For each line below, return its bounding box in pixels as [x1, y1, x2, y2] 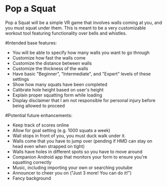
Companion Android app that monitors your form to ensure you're [12, 153, 148, 160]
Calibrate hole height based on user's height [12, 86, 104, 92]
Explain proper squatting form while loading [12, 92, 102, 98]
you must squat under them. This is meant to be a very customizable [5, 24, 146, 30]
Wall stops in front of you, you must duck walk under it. [12, 132, 126, 138]
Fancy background [12, 175, 51, 181]
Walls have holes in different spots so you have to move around [12, 148, 143, 154]
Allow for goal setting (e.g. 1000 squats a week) [12, 127, 111, 133]
